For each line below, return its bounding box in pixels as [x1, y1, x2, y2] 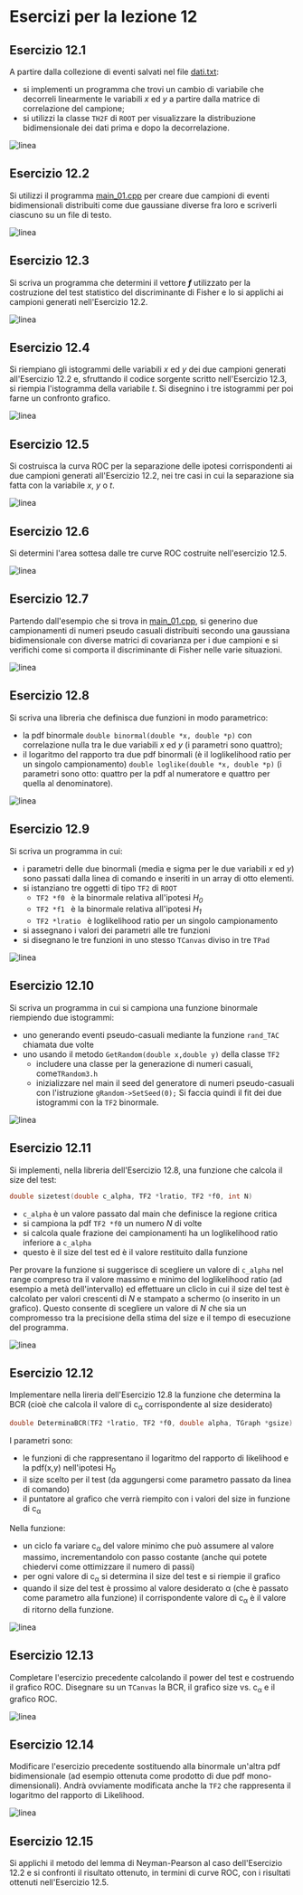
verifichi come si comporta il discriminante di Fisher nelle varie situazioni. [9, 644, 283, 655]
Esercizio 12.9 [9, 822, 90, 837]
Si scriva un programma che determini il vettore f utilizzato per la [9, 277, 251, 288]
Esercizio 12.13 [9, 1648, 94, 1663]
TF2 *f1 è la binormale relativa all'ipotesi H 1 [35, 903, 202, 917]
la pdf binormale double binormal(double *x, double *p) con [22, 729, 252, 740]
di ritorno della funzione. [22, 1605, 115, 1615]
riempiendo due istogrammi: [9, 1012, 115, 1023]
